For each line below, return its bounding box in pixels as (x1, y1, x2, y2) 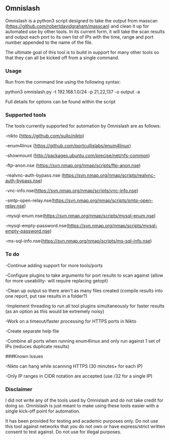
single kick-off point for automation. (5, 408, 80, 414)
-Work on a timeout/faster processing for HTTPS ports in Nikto (5, 318, 136, 324)
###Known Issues (5, 353, 43, 359)
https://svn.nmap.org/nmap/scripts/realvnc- (63, 172, 156, 178)
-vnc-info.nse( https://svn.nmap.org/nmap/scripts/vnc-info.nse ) (5, 188, 138, 194)
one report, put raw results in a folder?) (5, 293, 88, 299)
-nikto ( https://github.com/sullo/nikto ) (5, 133, 84, 139)
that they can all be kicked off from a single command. (5, 55, 120, 61)
